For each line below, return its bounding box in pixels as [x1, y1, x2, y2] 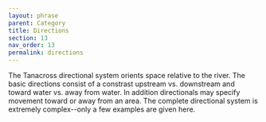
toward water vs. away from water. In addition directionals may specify [8, 88, 241, 96]
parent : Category [8, 19, 66, 27]
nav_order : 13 [8, 41, 56, 49]
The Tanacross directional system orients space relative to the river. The [8, 71, 245, 80]
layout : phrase [8, 11, 59, 20]
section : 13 [8, 33, 48, 42]
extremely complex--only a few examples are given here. [8, 104, 196, 114]
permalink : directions [8, 49, 84, 57]
